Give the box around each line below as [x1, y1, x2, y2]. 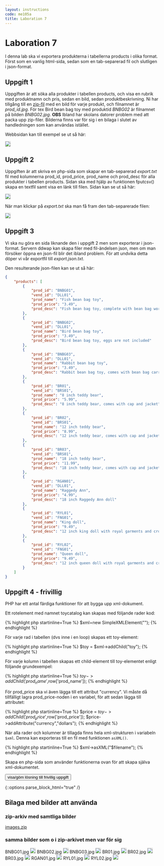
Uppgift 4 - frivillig [5, 588, 62, 596]
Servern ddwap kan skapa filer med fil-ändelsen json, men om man [20, 245, 156, 251]
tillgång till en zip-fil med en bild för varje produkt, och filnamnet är [5, 101, 140, 107]
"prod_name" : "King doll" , [31, 520, 86, 525]
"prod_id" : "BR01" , [31, 383, 71, 388]
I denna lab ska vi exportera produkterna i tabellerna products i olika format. [5, 53, 158, 59]
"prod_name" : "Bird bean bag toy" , [31, 329, 104, 334]
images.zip [5, 824, 27, 830]
